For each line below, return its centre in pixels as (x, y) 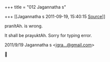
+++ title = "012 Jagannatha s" (35, 7)
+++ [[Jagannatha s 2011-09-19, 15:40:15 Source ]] (55, 16)
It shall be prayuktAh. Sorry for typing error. (48, 35)
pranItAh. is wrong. (24, 26)
